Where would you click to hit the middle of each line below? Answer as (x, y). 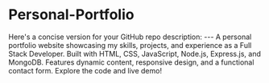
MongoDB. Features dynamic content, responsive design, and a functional (131, 62)
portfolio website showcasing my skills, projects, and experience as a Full (130, 45)
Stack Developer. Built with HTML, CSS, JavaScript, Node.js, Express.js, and (135, 53)
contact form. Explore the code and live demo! (85, 70)
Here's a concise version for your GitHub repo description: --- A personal (130, 37)
